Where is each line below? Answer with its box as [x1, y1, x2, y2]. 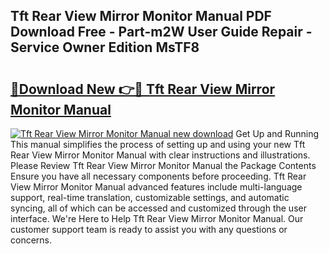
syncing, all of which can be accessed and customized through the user [10, 202, 307, 214]
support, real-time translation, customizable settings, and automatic [10, 192, 290, 203]
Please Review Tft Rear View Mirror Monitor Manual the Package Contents [10, 160, 317, 171]
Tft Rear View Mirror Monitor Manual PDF [10, 8, 272, 25]
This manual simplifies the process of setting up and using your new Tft [10, 139, 306, 150]
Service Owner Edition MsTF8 [10, 39, 200, 56]
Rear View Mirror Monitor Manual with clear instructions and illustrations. [10, 149, 311, 161]
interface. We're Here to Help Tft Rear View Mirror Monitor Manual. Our [10, 213, 304, 224]
